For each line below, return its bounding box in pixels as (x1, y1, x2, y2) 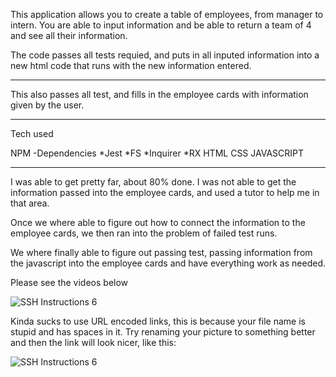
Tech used (10, 128, 54, 139)
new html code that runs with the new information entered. (10, 60, 252, 71)
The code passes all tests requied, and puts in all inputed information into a (10, 49, 320, 61)
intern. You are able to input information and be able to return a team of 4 (10, 19, 312, 31)
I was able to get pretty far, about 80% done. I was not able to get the (10, 176, 297, 188)
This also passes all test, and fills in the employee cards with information (10, 89, 309, 100)
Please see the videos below (10, 277, 129, 288)
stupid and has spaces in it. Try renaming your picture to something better (10, 326, 316, 338)
